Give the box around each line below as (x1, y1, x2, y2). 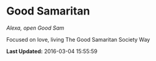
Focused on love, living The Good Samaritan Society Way (6, 36, 151, 43)
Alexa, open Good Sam (6, 24, 65, 31)
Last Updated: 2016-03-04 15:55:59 (6, 47, 97, 55)
